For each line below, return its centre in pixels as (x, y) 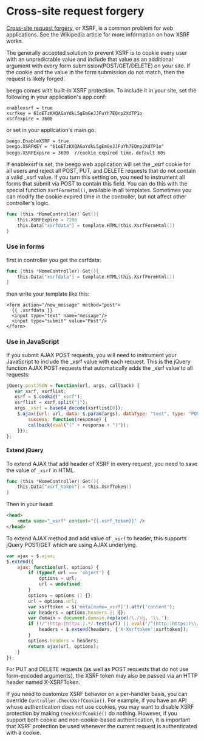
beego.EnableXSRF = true (38, 141)
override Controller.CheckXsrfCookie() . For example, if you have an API (97, 700)
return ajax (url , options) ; (63, 646)
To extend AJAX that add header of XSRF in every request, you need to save (102, 464)
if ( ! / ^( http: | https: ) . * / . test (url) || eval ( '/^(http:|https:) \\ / (114, 624)
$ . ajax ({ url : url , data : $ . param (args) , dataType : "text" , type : (102, 414)
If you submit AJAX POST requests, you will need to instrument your (92, 355)
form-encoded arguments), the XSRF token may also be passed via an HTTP (102, 676)
